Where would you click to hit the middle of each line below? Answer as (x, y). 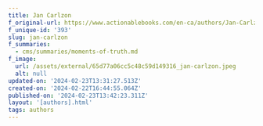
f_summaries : (29, 45)
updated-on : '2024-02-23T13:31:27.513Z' (75, 81)
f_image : (22, 59)
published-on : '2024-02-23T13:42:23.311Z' (78, 95)
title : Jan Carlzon (40, 15)
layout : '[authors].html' (50, 103)
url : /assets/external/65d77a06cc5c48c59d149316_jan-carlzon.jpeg (126, 67)
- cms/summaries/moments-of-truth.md (77, 52)
